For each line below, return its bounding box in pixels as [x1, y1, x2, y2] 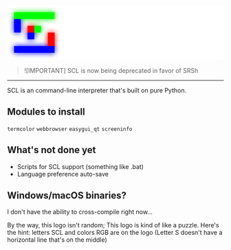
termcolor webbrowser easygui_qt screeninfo [7, 126, 133, 133]
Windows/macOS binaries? [7, 190, 127, 201]
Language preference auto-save [16, 170, 109, 178]
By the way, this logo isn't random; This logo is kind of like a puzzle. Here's [7, 221, 219, 229]
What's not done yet [7, 144, 96, 156]
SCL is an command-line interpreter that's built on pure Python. [7, 87, 187, 94]
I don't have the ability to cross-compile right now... [7, 208, 153, 216]
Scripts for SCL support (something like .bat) [16, 162, 144, 170]
